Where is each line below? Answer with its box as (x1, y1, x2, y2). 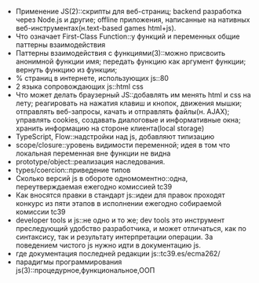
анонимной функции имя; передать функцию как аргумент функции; (15, 57, 246, 66)
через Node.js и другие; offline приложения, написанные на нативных (15, 15, 250, 24)
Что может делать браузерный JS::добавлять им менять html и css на (15, 90, 251, 99)
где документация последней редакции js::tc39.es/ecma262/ (15, 249, 221, 258)
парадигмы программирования (15, 257, 122, 266)
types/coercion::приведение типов (15, 165, 131, 175)
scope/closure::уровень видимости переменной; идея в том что (15, 141, 231, 149)
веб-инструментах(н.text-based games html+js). (15, 24, 177, 32)
